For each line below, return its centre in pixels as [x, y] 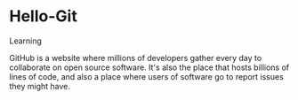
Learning [26, 41]
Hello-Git [43, 16]
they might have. [40, 86]
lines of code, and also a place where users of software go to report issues [147, 76]
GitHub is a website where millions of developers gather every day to [136, 58]
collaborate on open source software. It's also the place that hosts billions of [149, 67]
